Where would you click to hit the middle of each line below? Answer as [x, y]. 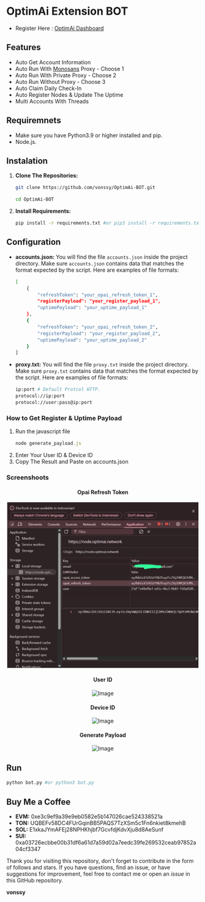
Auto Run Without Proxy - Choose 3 [60, 81]
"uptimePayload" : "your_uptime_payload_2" [92, 340]
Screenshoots [28, 477]
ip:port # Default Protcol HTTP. [58, 390]
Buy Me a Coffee [39, 802]
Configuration [34, 242]
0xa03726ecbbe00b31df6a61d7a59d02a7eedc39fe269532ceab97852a [106, 842]
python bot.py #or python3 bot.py [50, 783]
